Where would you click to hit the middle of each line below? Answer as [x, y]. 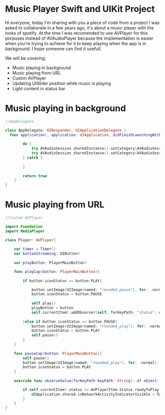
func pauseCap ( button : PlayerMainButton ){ [58, 353]
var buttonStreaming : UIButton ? [47, 254]
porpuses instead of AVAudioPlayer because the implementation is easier [79, 38]
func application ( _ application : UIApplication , [60, 135]
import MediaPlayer [25, 231]
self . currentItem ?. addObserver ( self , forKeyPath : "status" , [94, 312]
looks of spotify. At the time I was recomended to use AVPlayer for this [77, 33]
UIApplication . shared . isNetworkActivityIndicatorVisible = [93, 394]
